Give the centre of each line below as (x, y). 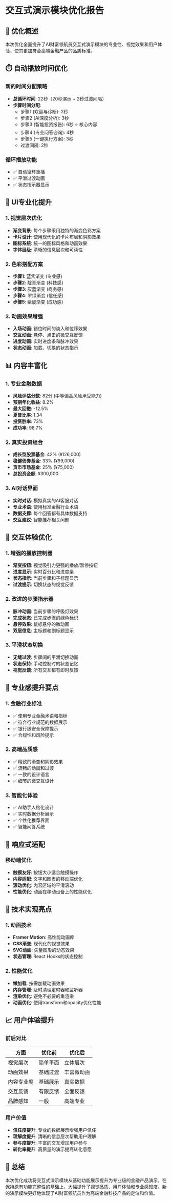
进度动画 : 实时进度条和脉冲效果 (45, 341)
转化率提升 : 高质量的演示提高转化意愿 (52, 1149)
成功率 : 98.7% (28, 428)
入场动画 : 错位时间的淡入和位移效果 (50, 329)
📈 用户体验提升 (30, 1020)
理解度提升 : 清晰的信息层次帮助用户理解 (54, 1136)
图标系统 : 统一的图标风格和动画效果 (50, 243)
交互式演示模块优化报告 (55, 11)
